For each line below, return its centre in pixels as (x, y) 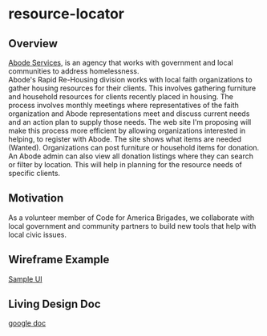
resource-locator (66, 14)
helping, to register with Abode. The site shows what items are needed (125, 139)
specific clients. (34, 173)
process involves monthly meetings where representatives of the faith (123, 105)
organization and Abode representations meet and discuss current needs (129, 114)
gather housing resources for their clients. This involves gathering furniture (132, 88)
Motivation (36, 198)
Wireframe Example (59, 260)
